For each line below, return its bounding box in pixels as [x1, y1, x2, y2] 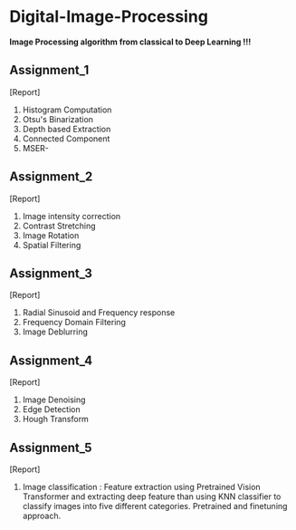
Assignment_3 [9, 265, 93, 281]
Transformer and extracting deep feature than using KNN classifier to [22, 491, 282, 502]
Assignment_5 [9, 439, 92, 455]
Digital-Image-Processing [9, 6, 208, 27]
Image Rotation [22, 229, 80, 241]
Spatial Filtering [22, 239, 81, 250]
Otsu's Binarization [22, 113, 93, 124]
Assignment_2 [9, 169, 93, 185]
